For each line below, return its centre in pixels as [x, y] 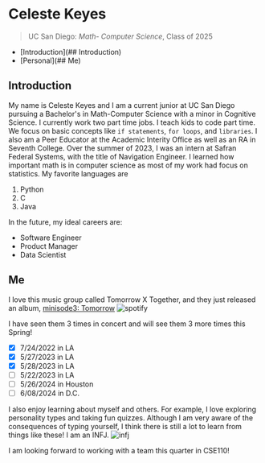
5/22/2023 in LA [47, 374]
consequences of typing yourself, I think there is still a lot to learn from [125, 426]
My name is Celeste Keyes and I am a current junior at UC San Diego [122, 105]
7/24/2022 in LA [47, 348]
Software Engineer [51, 238]
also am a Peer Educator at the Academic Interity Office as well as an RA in [132, 139]
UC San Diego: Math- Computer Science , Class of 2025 [120, 36]
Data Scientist [43, 254]
